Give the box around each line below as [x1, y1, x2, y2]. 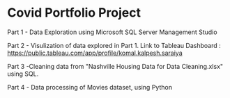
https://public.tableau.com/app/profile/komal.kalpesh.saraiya [7, 49, 183, 57]
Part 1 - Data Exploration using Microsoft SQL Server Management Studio [7, 28, 217, 36]
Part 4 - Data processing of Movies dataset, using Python [7, 83, 173, 91]
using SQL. [7, 70, 39, 78]
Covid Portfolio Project [7, 5, 141, 21]
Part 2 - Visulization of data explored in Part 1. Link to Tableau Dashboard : [7, 41, 221, 49]
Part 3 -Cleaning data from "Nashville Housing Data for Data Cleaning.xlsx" [7, 62, 224, 70]
